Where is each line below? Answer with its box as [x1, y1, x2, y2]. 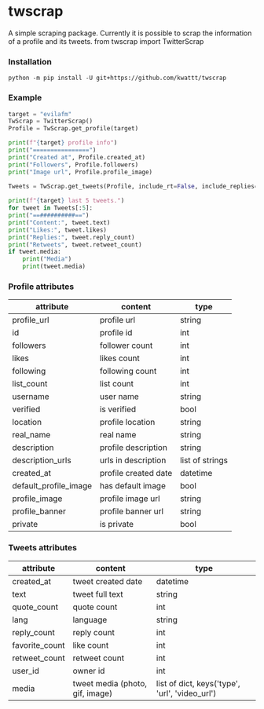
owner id [72, 665, 105, 676]
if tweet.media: [8, 248, 61, 256]
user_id [12, 665, 39, 676]
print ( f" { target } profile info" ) [8, 139, 118, 147]
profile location [99, 417, 156, 428]
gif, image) [72, 688, 112, 699]
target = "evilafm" [8, 110, 72, 118]
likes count [99, 353, 140, 364]
